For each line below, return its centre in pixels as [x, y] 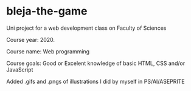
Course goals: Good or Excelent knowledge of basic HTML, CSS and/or [96, 63]
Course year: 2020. [31, 39]
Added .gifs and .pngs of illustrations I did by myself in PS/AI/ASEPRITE [95, 81]
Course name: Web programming [48, 51]
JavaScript [20, 69]
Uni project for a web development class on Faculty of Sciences [86, 28]
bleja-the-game [47, 11]
